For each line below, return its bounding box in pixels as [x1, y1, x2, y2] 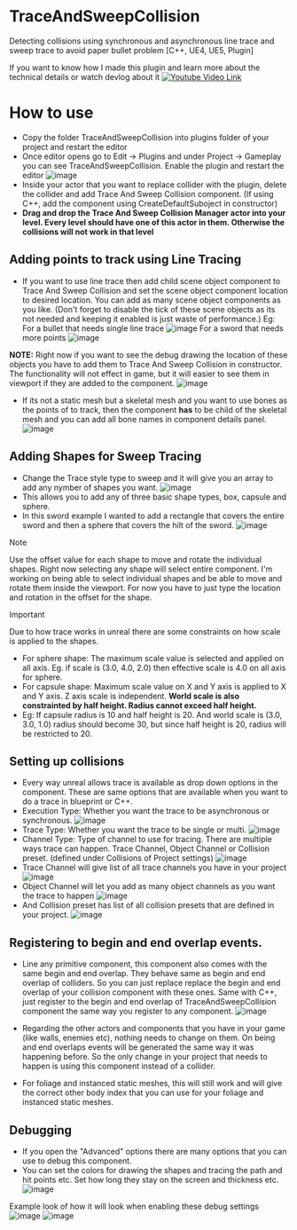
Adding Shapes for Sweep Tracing [9, 449, 202, 464]
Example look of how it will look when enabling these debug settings [9, 1201, 260, 1211]
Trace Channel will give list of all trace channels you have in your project [21, 863, 287, 873]
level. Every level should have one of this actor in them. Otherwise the [21, 217, 285, 227]
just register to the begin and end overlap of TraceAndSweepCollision [21, 997, 277, 1007]
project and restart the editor [21, 141, 128, 152]
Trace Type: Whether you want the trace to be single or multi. [21, 824, 246, 835]
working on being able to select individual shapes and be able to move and [9, 572, 283, 583]
